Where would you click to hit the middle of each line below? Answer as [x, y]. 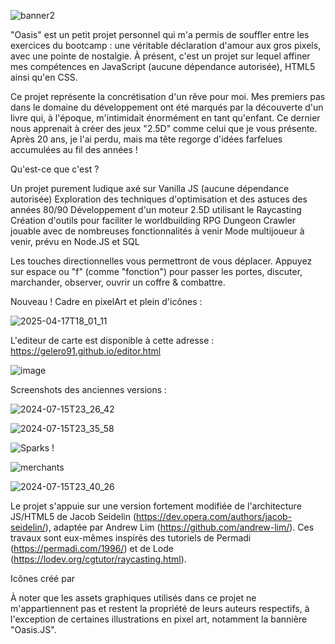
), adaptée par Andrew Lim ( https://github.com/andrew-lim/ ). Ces [179, 527]
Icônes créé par [43, 578]
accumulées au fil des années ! [74, 149]
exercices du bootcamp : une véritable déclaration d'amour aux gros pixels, [166, 45]
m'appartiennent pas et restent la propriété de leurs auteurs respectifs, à [160, 608]
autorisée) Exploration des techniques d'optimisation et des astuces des [159, 199]
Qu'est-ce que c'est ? [55, 169]
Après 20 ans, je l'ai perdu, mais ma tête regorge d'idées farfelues [146, 139]
